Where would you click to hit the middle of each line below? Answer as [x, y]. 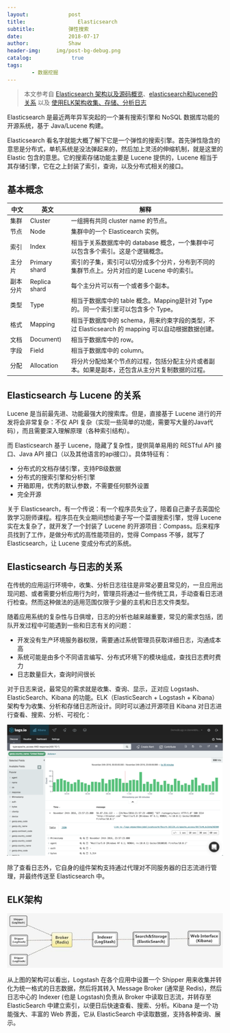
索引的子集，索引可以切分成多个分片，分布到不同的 [143, 262]
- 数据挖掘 [45, 72]
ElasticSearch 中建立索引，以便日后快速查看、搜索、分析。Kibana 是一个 [110, 1005]
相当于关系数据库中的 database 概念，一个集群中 [140, 242]
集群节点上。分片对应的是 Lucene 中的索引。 [134, 270]
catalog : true [46, 58]
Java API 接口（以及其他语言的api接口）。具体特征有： [95, 454]
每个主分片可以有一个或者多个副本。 [122, 286]
